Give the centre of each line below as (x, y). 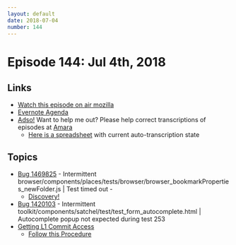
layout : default (31, 14)
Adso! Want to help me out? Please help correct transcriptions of (112, 120)
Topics (23, 157)
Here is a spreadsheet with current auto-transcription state (114, 135)
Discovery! (44, 197)
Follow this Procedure (60, 234)
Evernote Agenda (43, 112)
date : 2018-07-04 (33, 20)
